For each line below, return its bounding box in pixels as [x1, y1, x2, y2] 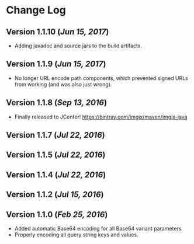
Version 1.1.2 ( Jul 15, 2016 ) [6, 190, 104, 200]
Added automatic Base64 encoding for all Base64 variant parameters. [14, 225, 183, 232]
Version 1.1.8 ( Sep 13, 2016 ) [6, 97, 107, 108]
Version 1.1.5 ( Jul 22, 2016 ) [6, 150, 106, 160]
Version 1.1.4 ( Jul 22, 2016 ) [6, 170, 106, 180]
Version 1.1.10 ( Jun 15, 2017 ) [6, 27, 109, 37]
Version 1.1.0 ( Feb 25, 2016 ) [6, 210, 108, 219]
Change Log [6, 4, 66, 17]
